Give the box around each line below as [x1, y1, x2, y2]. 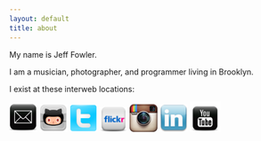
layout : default [9, 14, 69, 23]
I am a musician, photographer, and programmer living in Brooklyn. [9, 67, 254, 77]
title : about [9, 23, 58, 33]
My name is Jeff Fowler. [9, 49, 97, 59]
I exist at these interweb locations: [9, 83, 135, 94]
